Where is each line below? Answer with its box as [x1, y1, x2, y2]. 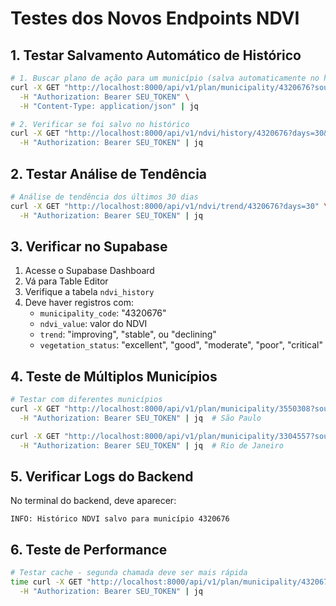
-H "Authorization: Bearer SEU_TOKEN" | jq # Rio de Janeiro [19, 440, 284, 451]
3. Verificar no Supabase [10, 238, 168, 255]
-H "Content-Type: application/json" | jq [19, 101, 199, 111]
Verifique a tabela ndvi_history [24, 286, 155, 298]
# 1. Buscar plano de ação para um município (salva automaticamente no [10, 73, 320, 83]
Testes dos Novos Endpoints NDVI [10, 7, 300, 30]
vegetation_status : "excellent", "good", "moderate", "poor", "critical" [39, 339, 323, 351]
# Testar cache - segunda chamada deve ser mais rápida [10, 568, 248, 578]
